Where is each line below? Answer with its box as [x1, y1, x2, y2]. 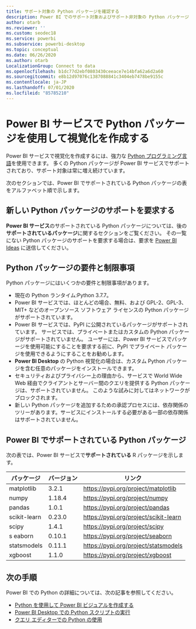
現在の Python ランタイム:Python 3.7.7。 [14, 292, 112, 299]
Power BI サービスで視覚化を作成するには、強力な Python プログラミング [6, 152, 183, 159]
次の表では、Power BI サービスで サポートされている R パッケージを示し [6, 452, 178, 459]
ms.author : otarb [6, 57, 49, 63]
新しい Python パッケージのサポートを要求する [6, 205, 175, 215]
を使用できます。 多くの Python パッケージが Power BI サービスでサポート [11, 159, 190, 167]
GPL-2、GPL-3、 [146, 299, 187, 306]
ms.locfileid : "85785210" [6, 90, 69, 96]
